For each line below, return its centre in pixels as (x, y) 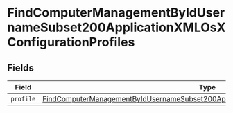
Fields (21, 68)
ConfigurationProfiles (71, 42)
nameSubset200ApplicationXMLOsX (116, 27)
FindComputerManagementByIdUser (116, 13)
